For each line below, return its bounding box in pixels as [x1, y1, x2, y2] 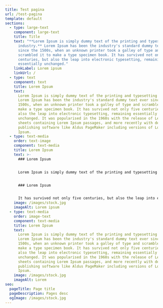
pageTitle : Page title [9, 286, 55, 291]
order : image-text [14, 214, 51, 219]
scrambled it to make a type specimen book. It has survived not [17, 52, 153, 58]
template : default [5, 16, 42, 21]
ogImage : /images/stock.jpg [9, 295, 66, 300]
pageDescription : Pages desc [9, 291, 68, 296]
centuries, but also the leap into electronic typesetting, [17, 57, 142, 62]
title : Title [14, 35, 40, 39]
